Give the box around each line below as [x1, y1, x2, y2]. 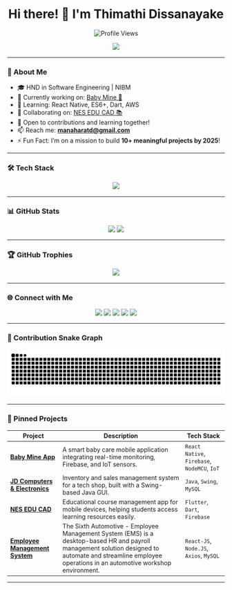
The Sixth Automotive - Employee [62, 522, 159, 531]
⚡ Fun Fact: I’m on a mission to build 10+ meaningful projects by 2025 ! [17, 136, 221, 145]
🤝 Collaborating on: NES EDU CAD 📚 [17, 109, 123, 117]
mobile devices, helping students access [62, 505, 178, 514]
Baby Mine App [10, 453, 55, 461]
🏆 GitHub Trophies [7, 250, 73, 259]
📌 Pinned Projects [7, 414, 68, 424]
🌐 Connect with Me [7, 293, 74, 303]
